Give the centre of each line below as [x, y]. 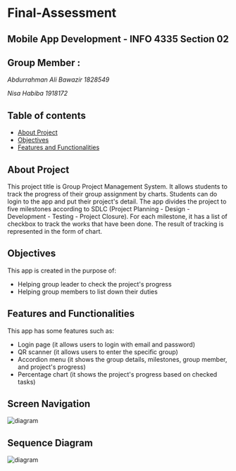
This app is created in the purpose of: [62, 270]
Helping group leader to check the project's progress [94, 284]
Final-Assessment [62, 13]
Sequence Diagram [50, 442]
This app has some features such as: [61, 331]
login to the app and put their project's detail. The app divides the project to [117, 201]
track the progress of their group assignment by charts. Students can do [112, 194]
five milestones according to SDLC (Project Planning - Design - [99, 209]
